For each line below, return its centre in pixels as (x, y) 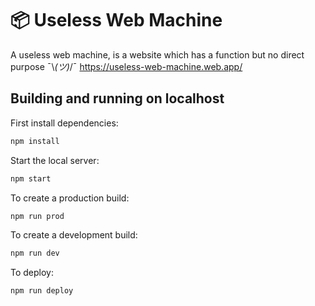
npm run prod (37, 216)
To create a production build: (70, 198)
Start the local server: (55, 160)
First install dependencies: (64, 123)
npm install (35, 141)
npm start (31, 178)
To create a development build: (74, 235)
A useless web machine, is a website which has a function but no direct (157, 54)
